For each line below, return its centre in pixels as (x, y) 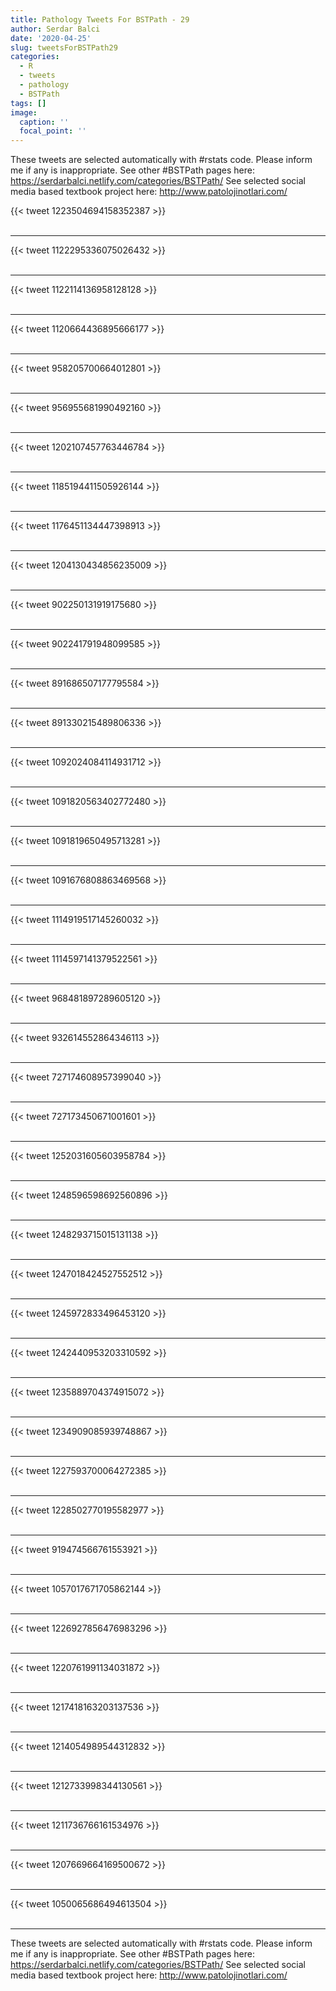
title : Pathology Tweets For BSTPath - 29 (100, 19)
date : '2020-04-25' (51, 38)
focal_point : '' (53, 131)
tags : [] (28, 103)
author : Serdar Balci (55, 29)
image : (24, 112)
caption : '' (44, 122)
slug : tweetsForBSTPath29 (64, 47)
